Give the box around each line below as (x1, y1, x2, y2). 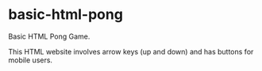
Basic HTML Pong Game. (8, 32, 91, 41)
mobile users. (8, 55, 53, 65)
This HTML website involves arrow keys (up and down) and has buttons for (8, 47, 254, 56)
